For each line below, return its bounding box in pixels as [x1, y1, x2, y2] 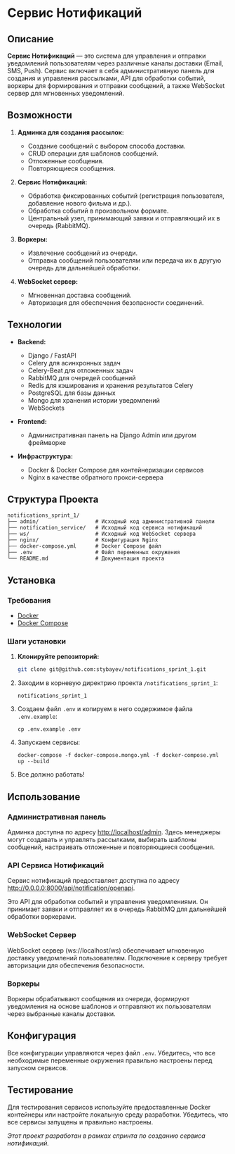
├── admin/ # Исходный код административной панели [7, 518, 215, 525]
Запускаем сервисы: [17, 738, 81, 747]
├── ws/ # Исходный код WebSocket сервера [7, 530, 196, 538]
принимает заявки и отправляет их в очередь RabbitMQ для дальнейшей [7, 905, 227, 913]
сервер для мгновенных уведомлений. [7, 89, 125, 97]
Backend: [17, 337, 46, 346]
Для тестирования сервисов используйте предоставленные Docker [7, 1103, 211, 1111]
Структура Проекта [7, 494, 99, 506]
